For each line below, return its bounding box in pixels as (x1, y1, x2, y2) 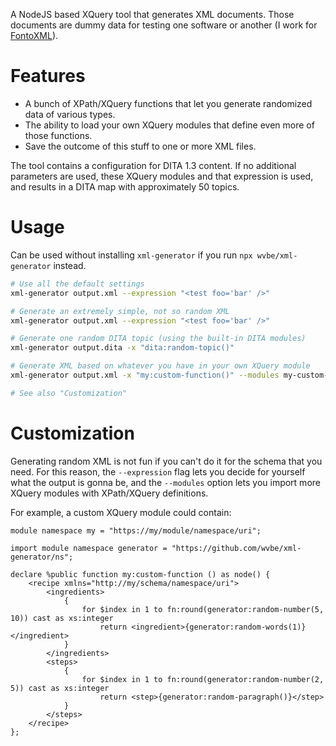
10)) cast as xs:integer (10, 613, 114, 623)
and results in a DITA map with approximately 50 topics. (10, 180, 240, 193)
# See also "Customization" (10, 388, 128, 398)
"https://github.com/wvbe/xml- (171, 543, 302, 553)
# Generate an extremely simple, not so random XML (10, 306, 230, 316)
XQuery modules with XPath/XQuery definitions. (10, 487, 209, 499)
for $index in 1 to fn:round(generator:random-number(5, (81, 604, 325, 614)
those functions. (24, 129, 93, 141)
